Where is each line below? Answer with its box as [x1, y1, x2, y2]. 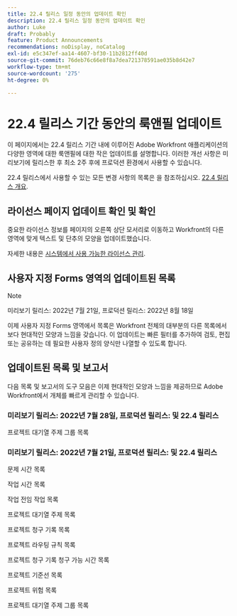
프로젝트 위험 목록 [7, 586, 57, 595]
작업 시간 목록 [7, 480, 46, 489]
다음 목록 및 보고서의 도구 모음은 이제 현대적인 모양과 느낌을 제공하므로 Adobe [7, 382, 224, 391]
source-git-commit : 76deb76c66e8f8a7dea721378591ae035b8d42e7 [7, 57, 195, 64]
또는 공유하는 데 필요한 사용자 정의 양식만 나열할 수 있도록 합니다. [7, 339, 187, 347]
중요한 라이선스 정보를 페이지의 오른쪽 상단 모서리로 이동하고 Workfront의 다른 [7, 225, 224, 234]
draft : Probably [7, 30, 55, 38]
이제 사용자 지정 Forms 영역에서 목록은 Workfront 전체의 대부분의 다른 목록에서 [7, 321, 227, 329]
